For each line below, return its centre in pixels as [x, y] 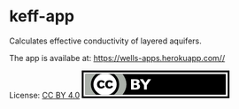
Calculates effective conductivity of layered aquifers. [105, 41]
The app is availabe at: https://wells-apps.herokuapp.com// [117, 58]
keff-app [42, 16]
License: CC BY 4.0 [45, 95]
